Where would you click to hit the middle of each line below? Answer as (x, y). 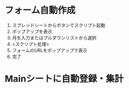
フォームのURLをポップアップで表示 (50, 50)
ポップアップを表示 (32, 31)
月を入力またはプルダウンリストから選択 (54, 38)
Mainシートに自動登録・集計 (64, 79)
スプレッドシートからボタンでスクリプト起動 (59, 25)
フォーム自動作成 (40, 10)
